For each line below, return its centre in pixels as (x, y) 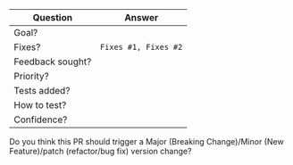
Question (53, 17)
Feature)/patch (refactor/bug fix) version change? (100, 151)
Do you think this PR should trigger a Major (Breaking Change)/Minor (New (146, 141)
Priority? (31, 76)
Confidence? (41, 120)
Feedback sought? (53, 62)
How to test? (40, 105)
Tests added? (42, 91)
